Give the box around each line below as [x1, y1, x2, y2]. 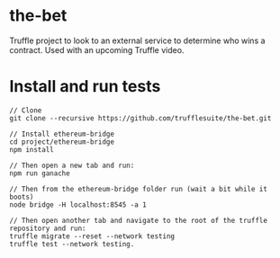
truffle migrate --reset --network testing [9, 231, 176, 241]
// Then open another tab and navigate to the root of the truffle [9, 216, 268, 225]
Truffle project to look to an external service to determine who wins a [9, 35, 266, 46]
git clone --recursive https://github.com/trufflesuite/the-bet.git [9, 113, 272, 122]
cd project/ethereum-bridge [9, 137, 115, 147]
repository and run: [9, 224, 87, 233]
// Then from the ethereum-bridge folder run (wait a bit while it [9, 184, 268, 193]
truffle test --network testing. [9, 239, 135, 248]
